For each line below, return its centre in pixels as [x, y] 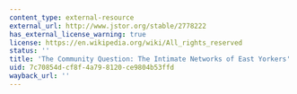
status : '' [30, 51]
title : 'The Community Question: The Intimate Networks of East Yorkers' [150, 59]
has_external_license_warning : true [78, 34]
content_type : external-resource [72, 17]
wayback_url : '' [39, 76]
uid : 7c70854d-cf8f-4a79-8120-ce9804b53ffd [92, 68]
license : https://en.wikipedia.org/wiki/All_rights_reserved [126, 43]
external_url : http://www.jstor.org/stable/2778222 [108, 26]
